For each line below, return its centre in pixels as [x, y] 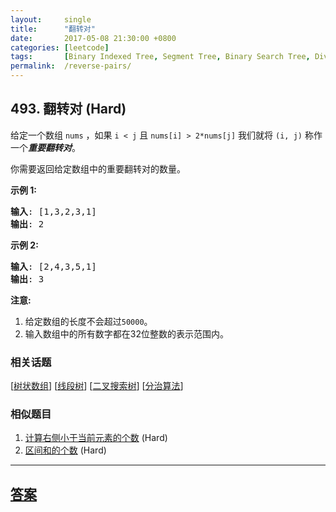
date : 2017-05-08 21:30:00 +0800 [93, 38]
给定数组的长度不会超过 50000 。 [88, 321]
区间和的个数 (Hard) [65, 450]
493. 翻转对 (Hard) [68, 109]
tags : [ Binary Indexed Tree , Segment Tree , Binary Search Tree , [160, 57]
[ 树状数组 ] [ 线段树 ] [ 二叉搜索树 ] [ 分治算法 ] [97, 386]
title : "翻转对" [53, 29]
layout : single [51, 19]
